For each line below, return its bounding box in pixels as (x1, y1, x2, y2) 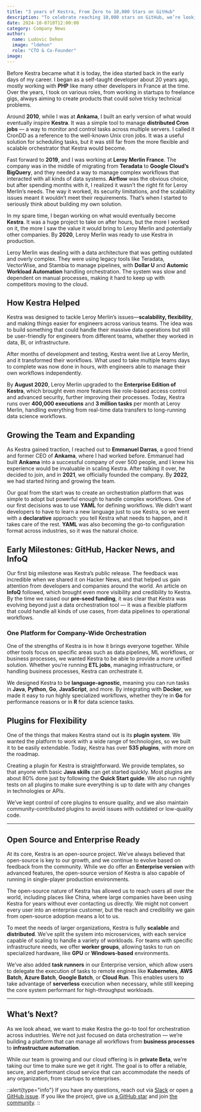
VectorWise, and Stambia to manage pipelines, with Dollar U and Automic (7, 261, 188, 268)
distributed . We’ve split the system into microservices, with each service (7, 930, 187, 937)
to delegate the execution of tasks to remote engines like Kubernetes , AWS (7, 967, 193, 974)
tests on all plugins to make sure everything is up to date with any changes (7, 781, 190, 788)
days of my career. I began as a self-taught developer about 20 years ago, (7, 76, 190, 83)
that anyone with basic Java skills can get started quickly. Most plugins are (7, 768, 192, 776)
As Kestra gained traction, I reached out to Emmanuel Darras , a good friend (7, 446, 193, 453)
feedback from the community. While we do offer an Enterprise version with (7, 863, 195, 870)
